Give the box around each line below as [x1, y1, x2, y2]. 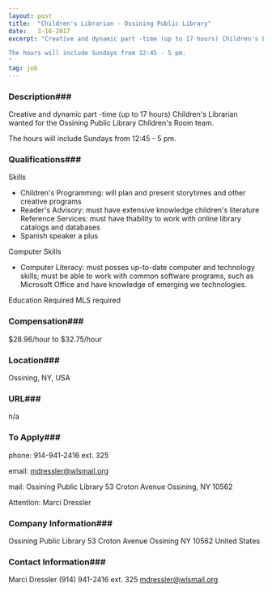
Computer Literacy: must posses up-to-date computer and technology [19, 263, 255, 272]
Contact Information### [8, 556, 107, 568]
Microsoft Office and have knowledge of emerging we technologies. [19, 280, 248, 290]
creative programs [19, 196, 83, 207]
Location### [8, 354, 61, 366]
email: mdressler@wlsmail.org [8, 465, 109, 475]
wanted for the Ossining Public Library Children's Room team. [8, 118, 215, 128]
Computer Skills [8, 247, 62, 256]
